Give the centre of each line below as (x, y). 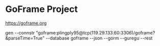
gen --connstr (20, 32)
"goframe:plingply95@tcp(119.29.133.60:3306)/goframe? (95, 32)
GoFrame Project (42, 9)
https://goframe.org (26, 23)
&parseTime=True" (25, 38)
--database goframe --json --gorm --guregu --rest (99, 38)
